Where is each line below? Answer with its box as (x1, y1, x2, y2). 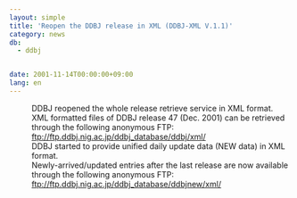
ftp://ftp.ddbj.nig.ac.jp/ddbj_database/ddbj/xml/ (31, 131, 207, 142)
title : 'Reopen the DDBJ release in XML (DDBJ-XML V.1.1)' (9, 21, 234, 30)
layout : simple (9, 12, 66, 22)
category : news (9, 29, 66, 38)
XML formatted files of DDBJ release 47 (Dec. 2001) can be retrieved (31, 112, 285, 123)
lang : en (9, 78, 42, 87)
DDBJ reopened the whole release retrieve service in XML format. (31, 103, 274, 113)
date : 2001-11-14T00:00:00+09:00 (9, 70, 134, 79)
